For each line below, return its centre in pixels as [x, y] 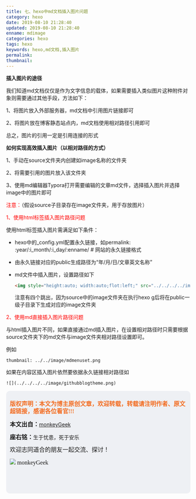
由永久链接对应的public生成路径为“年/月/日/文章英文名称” [83, 262]
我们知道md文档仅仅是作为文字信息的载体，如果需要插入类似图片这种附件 [94, 90]
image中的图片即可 [29, 192]
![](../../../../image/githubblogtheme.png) [61, 383]
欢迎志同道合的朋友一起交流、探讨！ [60, 450]
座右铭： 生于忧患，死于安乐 [45, 437]
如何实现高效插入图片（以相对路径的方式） [57, 148]
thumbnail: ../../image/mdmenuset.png [53, 361]
